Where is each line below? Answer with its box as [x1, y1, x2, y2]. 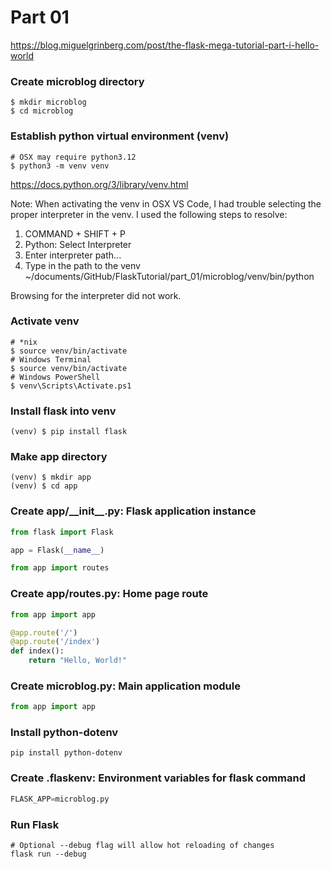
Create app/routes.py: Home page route [10, 587, 209, 601]
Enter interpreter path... [24, 249, 122, 261]
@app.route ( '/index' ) [10, 637, 101, 647]
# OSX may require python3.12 [10, 152, 137, 162]
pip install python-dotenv [10, 748, 123, 758]
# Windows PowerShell [10, 372, 101, 382]
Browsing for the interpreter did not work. [10, 289, 182, 301]
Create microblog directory [10, 74, 145, 88]
